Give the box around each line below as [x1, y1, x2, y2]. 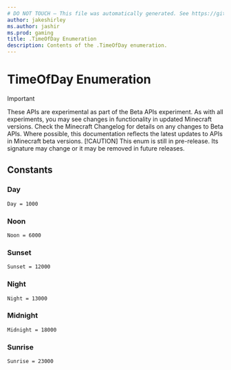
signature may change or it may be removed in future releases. [7, 144, 185, 152]
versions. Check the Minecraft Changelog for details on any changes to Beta [7, 122, 223, 131]
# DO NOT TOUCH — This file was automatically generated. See [7, 10, 189, 17]
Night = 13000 [7, 295, 48, 302]
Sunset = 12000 [7, 263, 51, 270]
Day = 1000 [7, 200, 38, 207]
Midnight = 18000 [7, 326, 57, 334]
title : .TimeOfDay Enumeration [7, 36, 97, 43]
